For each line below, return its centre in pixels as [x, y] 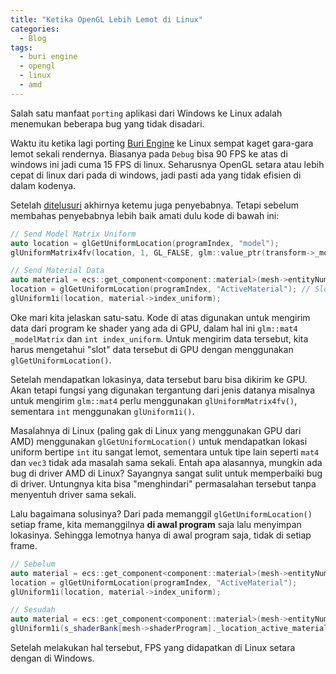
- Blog [33, 38]
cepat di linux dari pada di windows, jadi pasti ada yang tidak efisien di [156, 175]
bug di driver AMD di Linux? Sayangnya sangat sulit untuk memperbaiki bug [166, 473]
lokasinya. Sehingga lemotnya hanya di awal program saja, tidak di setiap [161, 535]
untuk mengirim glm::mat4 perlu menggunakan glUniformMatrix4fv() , [154, 400]
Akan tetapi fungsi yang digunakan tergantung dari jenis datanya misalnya [162, 390]
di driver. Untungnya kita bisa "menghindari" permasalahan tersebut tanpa [163, 483]
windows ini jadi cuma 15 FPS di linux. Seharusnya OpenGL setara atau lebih [167, 164]
